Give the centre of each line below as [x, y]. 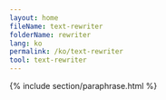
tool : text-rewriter [49, 60]
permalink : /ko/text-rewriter [67, 52]
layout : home [34, 18]
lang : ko [26, 43]
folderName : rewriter [50, 35]
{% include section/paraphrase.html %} [83, 86]
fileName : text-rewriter [56, 26]
